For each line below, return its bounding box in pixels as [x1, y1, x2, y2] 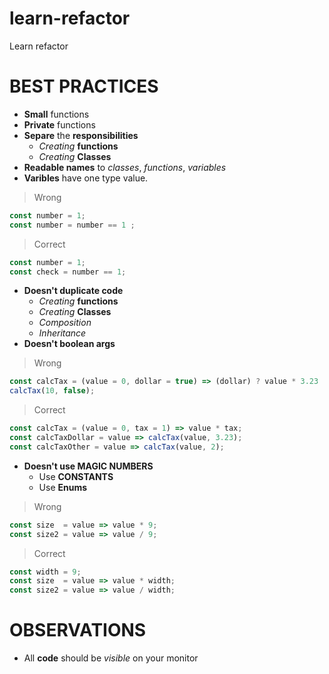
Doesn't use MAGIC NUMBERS [23, 460, 154, 472]
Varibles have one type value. [23, 172, 149, 184]
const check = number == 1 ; [9, 267, 127, 277]
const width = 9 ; [9, 567, 82, 577]
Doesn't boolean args [23, 338, 116, 350]
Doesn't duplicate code [23, 285, 124, 297]
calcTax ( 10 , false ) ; [9, 386, 96, 396]
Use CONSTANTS [38, 470, 114, 482]
